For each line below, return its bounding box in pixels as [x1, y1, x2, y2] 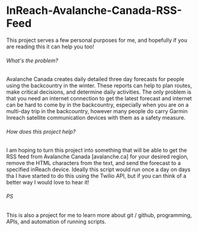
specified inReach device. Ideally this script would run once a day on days [6, 166, 191, 173]
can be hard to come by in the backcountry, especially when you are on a [6, 101, 189, 109]
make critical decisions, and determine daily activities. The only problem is [6, 88, 192, 96]
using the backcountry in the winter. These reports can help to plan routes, [6, 82, 192, 89]
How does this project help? [6, 128, 76, 135]
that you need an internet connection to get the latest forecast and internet [6, 95, 192, 102]
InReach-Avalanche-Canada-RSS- [6, 4, 182, 18]
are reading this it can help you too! [6, 43, 95, 50]
